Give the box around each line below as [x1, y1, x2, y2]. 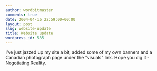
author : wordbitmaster [5, 7, 53, 13]
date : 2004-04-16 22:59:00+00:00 [5, 17, 76, 22]
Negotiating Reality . [5, 60, 47, 66]
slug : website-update [5, 26, 51, 31]
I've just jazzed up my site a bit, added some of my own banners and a [5, 49, 153, 55]
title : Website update [5, 31, 53, 36]
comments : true [5, 12, 37, 17]
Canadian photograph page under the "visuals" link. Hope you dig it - [5, 54, 150, 60]
